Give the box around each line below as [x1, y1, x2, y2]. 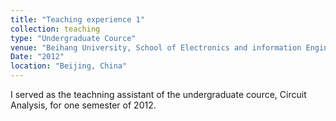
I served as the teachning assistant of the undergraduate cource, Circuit [10, 89, 307, 100]
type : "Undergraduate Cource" [10, 33, 137, 43]
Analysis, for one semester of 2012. [10, 99, 157, 111]
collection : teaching [10, 24, 101, 34]
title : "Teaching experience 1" [10, 14, 145, 25]
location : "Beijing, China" [10, 61, 128, 71]
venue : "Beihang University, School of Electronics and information [10, 42, 302, 53]
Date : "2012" [10, 52, 65, 62]
